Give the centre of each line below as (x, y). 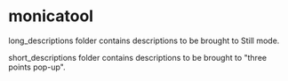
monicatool (51, 16)
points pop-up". (37, 67)
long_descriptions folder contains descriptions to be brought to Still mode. (144, 40)
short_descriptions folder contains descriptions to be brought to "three (138, 57)
